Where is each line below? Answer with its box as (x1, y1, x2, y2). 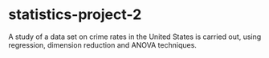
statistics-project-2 (8, 6, 142, 24)
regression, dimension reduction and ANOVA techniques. (8, 40, 197, 49)
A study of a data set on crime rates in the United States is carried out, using (8, 32, 262, 41)
